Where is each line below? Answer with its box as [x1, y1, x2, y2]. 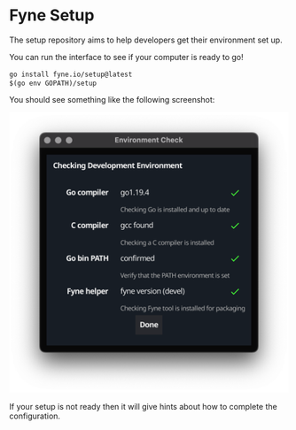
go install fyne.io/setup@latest [9, 70, 133, 79]
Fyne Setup [9, 5, 95, 26]
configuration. [9, 411, 60, 421]
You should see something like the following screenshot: [9, 94, 215, 104]
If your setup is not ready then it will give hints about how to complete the [9, 401, 277, 411]
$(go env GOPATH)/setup [9, 79, 97, 88]
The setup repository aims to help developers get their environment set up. [9, 35, 283, 45]
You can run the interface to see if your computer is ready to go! [9, 51, 244, 62]
